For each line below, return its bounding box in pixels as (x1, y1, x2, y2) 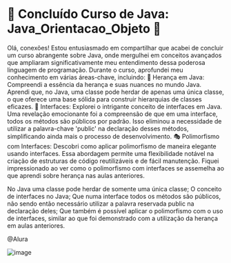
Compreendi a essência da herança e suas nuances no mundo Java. (7, 80, 202, 88)
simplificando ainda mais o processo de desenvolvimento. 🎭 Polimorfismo (7, 132, 220, 140)
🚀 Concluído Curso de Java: (7, 6, 170, 22)
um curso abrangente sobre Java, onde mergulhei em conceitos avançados (7, 51, 222, 59)
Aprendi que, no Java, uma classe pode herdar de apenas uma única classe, (7, 88, 224, 96)
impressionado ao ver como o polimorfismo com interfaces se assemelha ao (7, 164, 225, 172)
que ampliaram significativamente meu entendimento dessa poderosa (7, 58, 205, 66)
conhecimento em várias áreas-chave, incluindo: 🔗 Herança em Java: (7, 72, 205, 81)
